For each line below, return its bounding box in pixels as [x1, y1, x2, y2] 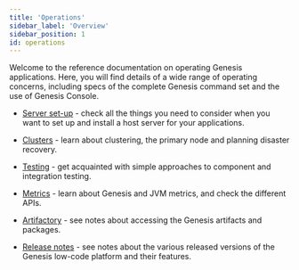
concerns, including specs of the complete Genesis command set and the [9, 81, 280, 92]
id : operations [9, 37, 66, 47]
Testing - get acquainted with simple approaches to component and [21, 161, 271, 172]
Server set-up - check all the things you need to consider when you [21, 108, 271, 119]
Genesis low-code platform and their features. [21, 251, 192, 262]
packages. [21, 225, 61, 235]
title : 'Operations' [9, 12, 86, 22]
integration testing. [21, 171, 92, 182]
